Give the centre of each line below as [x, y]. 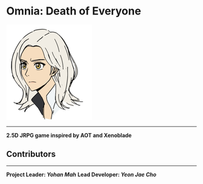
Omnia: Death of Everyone [74, 11]
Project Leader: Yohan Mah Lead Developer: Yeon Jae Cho [82, 174]
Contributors [31, 154]
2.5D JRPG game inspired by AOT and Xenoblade [69, 135]
